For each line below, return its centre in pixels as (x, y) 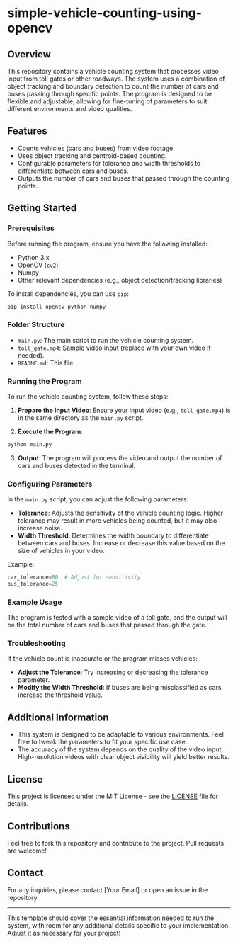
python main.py (30, 444)
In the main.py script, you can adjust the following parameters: (98, 499)
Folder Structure (36, 325)
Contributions (39, 826)
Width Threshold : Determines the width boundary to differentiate (113, 535)
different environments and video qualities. (70, 109)
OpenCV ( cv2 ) (38, 265)
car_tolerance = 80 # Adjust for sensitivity (74, 578)
